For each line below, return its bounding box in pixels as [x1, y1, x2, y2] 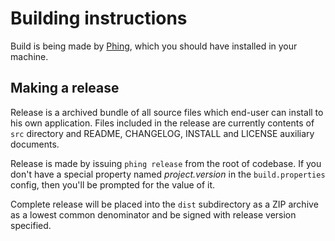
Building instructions [10, 7, 188, 30]
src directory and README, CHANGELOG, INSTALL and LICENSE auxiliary [10, 127, 315, 139]
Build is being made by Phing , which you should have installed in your [10, 40, 298, 52]
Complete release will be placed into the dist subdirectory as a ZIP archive [10, 198, 319, 210]
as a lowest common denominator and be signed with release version [10, 208, 297, 221]
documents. [10, 138, 60, 150]
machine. [10, 50, 49, 62]
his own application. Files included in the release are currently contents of [10, 117, 315, 129]
